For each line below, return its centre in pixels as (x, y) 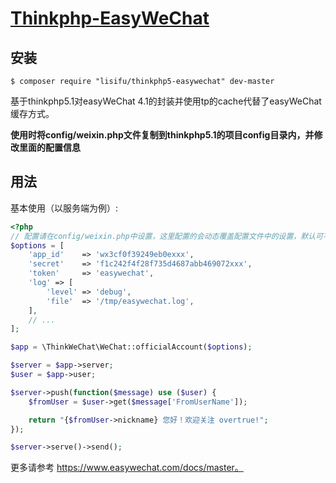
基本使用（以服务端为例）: (64, 208)
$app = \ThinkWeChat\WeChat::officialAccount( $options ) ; (131, 347)
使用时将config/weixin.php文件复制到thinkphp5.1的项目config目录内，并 (162, 135)
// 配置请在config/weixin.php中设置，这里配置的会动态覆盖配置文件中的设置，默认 (163, 236)
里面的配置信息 (49, 147)
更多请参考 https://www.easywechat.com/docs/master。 (127, 468)
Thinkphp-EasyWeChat (110, 18)
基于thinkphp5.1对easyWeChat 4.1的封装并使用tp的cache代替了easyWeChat (166, 101)
